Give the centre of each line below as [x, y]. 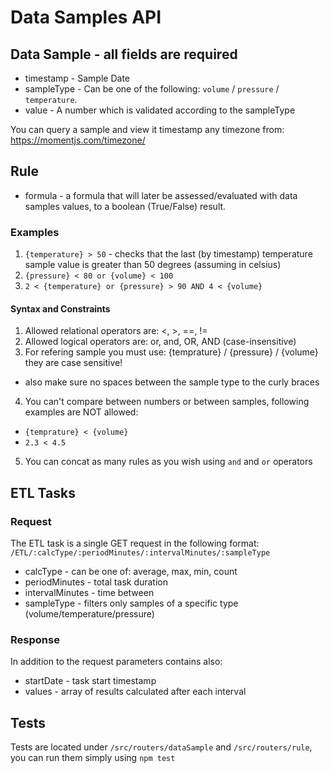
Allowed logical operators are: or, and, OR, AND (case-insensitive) [160, 342]
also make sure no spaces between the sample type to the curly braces [172, 382]
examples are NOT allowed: [81, 412]
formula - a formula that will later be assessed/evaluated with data [161, 195]
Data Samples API [86, 17]
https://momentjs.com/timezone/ [78, 140]
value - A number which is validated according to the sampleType [160, 110]
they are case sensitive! [73, 363]
